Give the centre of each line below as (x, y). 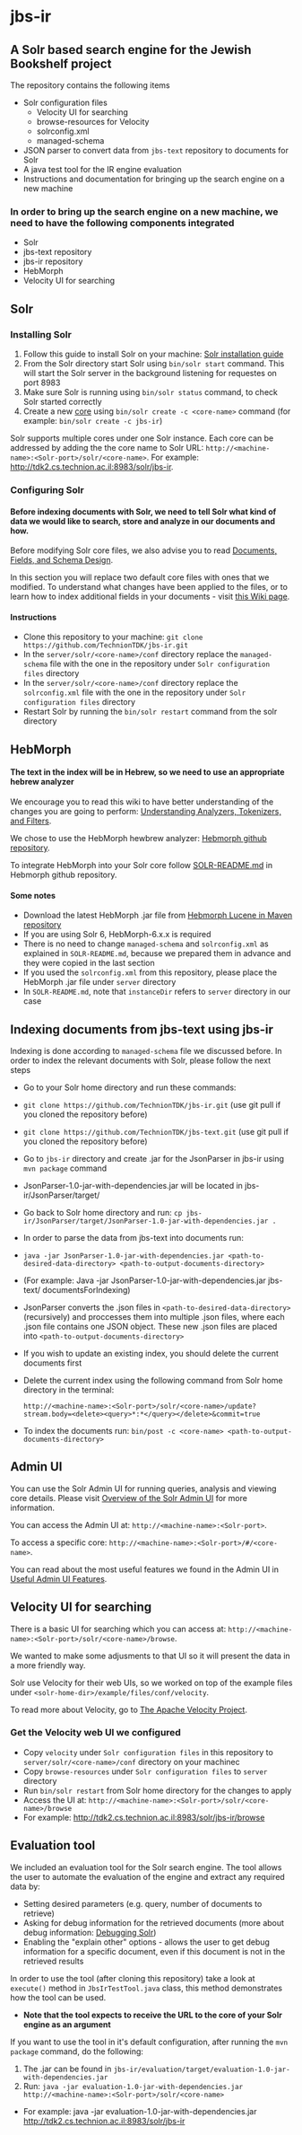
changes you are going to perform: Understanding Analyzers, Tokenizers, (146, 811)
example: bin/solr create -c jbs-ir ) (93, 420)
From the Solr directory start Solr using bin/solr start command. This (154, 363)
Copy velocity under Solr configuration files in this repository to (148, 1752)
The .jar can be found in (67, 2069)
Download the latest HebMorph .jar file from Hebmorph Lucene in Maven (158, 915)
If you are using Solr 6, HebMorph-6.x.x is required (117, 935)
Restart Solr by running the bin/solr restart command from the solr (150, 712)
